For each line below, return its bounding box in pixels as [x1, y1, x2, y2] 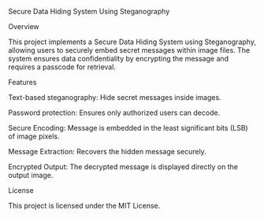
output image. [8, 171, 54, 179]
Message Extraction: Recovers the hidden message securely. [8, 147, 206, 156]
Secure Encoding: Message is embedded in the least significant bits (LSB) [8, 124, 248, 132]
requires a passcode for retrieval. [8, 62, 117, 72]
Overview [8, 22, 39, 31]
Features [8, 78, 37, 87]
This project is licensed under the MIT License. [8, 201, 161, 210]
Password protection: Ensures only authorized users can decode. [8, 108, 221, 117]
